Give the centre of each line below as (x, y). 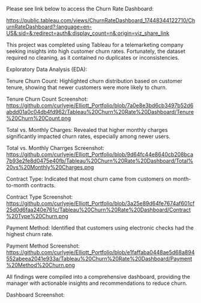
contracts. (43, 185)
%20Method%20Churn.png (40, 265)
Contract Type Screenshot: (40, 197)
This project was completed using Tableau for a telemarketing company (95, 45)
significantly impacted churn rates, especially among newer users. (88, 136)
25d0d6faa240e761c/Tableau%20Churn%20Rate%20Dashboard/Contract (98, 210)
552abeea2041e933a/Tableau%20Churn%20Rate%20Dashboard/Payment (99, 259)
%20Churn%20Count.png (38, 118)
